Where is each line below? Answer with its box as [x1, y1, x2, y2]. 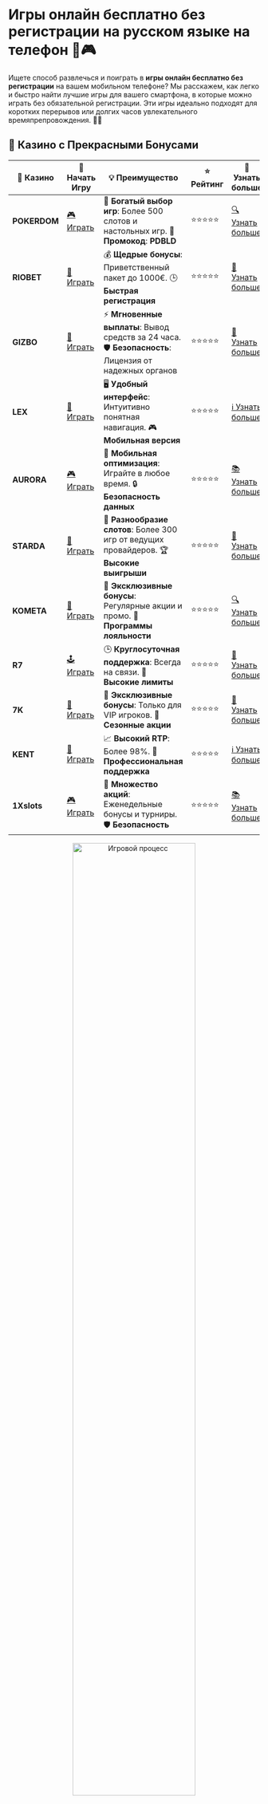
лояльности [103, 630, 152, 641]
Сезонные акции [103, 719, 171, 731]
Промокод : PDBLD [103, 235, 177, 246]
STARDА [12, 541, 45, 552]
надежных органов [103, 364, 178, 376]
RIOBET [12, 271, 42, 282]
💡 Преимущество [108, 171, 179, 183]
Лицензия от [103, 355, 153, 366]
